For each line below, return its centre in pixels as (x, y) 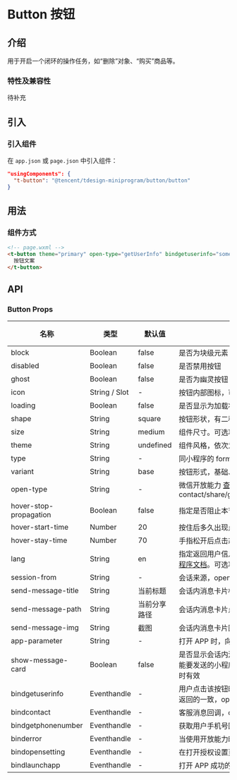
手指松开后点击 (203, 541)
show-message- (39, 660)
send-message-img (45, 628)
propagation (31, 515)
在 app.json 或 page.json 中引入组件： (62, 160)
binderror (26, 739)
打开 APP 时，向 (205, 641)
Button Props (30, 310)
